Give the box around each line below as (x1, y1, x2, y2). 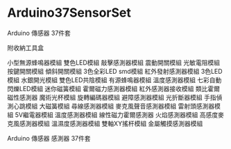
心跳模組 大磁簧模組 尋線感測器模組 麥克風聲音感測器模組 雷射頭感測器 (12, 102, 215, 110)
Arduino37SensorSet (7, 5, 132, 21)
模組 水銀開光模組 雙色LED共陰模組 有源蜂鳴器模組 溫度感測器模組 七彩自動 (7, 75, 222, 84)
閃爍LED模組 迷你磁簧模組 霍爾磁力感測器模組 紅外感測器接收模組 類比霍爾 (7, 84, 221, 93)
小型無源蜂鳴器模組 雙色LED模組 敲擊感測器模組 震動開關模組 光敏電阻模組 (7, 58, 221, 67)
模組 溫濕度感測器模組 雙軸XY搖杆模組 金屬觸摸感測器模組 (37, 119, 203, 127)
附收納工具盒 (7, 43, 44, 52)
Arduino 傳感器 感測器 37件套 (7, 134, 91, 142)
